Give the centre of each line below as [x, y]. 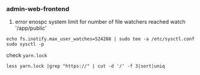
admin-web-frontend [38, 9]
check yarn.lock [27, 55]
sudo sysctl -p [25, 44]
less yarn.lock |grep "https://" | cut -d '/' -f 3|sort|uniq [86, 66]
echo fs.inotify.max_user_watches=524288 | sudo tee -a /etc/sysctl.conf [101, 39]
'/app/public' [31, 28]
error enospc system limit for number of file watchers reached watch [100, 22]
